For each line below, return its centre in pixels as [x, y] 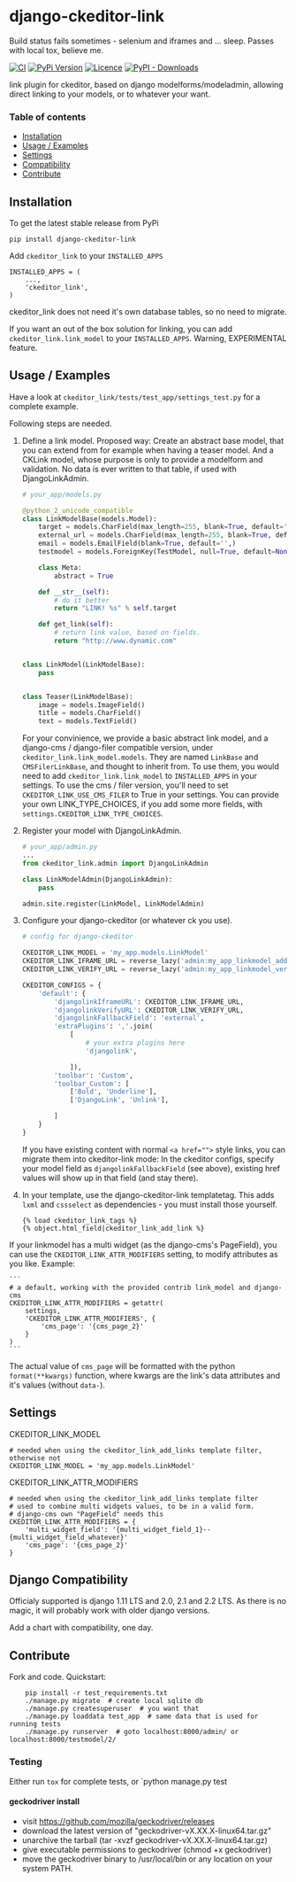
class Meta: [60, 568]
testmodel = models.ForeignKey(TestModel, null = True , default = [157, 552]
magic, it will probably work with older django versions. [110, 1611]
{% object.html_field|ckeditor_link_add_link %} [113, 1228]
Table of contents [48, 117]
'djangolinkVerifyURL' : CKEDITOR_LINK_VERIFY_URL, [149, 1010]
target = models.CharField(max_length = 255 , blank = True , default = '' [165, 527]
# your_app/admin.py [60, 847]
